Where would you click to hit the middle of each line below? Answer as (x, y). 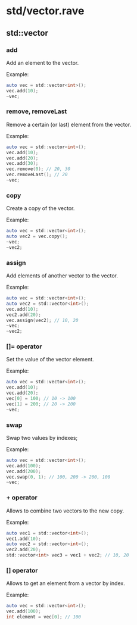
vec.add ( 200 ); (24, 471)
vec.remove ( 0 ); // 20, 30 (38, 169)
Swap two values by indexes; (42, 437)
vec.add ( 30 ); (22, 164)
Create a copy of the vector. (41, 208)
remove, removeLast (37, 111)
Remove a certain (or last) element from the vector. (69, 124)
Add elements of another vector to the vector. (62, 276)
